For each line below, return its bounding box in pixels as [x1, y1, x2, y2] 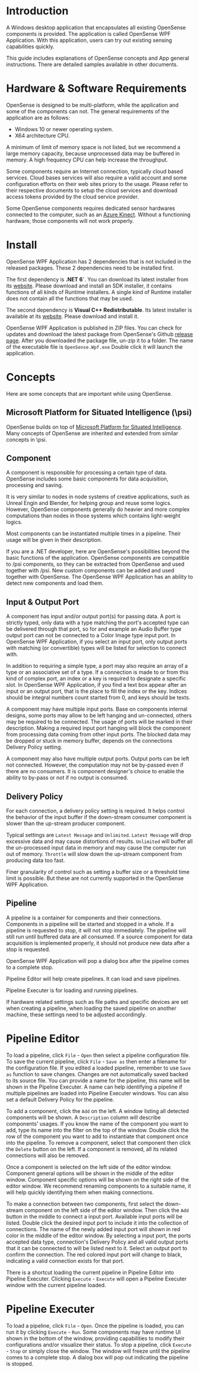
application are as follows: [6, 114, 70, 121]
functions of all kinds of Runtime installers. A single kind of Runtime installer [6, 288, 192, 296]
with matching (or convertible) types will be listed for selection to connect [6, 644, 187, 652]
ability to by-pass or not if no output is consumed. [6, 774, 128, 782]
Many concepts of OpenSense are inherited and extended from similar [6, 429, 178, 436]
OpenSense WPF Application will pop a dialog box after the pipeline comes [6, 957, 189, 964]
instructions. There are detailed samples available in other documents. [6, 61, 178, 68]
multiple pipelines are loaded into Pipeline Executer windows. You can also [6, 1089, 189, 1096]
